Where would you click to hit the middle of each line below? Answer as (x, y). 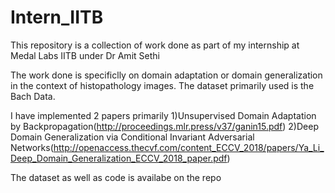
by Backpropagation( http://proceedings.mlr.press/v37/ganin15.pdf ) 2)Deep (164, 126)
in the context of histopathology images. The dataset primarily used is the (162, 85)
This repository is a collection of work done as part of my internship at (155, 45)
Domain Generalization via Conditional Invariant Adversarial (132, 137)
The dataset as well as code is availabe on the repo (116, 177)
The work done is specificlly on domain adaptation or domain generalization (166, 75)
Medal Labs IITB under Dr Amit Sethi (85, 55)
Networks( (32, 147)
